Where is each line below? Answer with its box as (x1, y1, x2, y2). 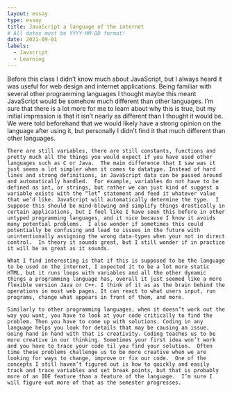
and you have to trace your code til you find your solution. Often (7, 342, 213, 349)
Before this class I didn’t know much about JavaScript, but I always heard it (7, 75, 222, 83)
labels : (7, 43, 30, 49)
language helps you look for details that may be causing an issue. (7, 324, 210, 331)
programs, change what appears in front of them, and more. (7, 293, 185, 300)
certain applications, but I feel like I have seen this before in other (7, 208, 226, 215)
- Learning (13, 56, 45, 63)
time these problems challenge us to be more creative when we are (7, 348, 207, 355)
